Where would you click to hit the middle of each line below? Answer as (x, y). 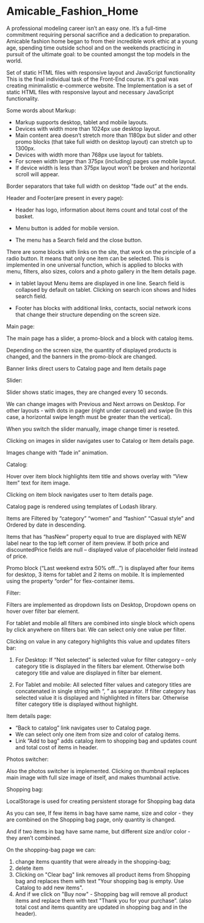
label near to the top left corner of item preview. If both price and (88, 543)
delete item (29, 868)
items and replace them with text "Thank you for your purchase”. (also (103, 900)
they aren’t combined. (34, 838)
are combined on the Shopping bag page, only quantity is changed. (91, 819)
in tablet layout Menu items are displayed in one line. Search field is (100, 283)
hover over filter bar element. (43, 611)
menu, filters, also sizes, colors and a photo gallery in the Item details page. (101, 271)
